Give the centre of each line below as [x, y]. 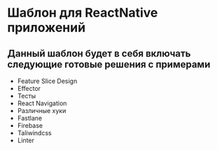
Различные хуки [42, 111]
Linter [26, 140]
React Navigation [42, 103]
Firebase [30, 126]
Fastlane [30, 118]
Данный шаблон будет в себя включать [99, 53]
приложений [47, 28]
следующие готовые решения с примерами [109, 64]
